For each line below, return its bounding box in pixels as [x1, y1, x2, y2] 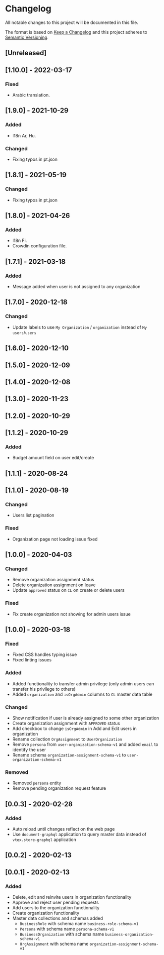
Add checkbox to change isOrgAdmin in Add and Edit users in [12, 726, 137, 732]
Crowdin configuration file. [12, 243, 67, 249]
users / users [12, 329, 37, 335]
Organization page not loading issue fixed [12, 536, 98, 542]
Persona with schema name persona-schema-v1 [19, 926, 114, 932]
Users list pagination [12, 512, 55, 518]
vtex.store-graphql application [12, 837, 77, 843]
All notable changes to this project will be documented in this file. [5, 19, 139, 25]
